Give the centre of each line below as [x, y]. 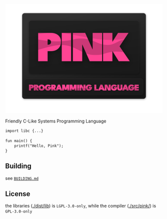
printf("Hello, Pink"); [39, 146]
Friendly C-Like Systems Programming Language [56, 121]
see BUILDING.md [22, 178]
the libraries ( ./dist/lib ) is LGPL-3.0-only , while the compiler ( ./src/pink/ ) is [81, 206]
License [18, 194]
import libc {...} [24, 131]
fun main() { [19, 141]
